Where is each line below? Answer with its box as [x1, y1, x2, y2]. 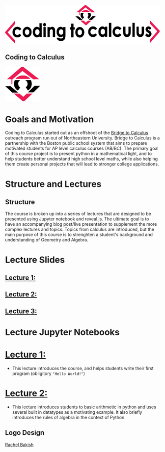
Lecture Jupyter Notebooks [5, 327, 120, 338]
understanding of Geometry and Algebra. [5, 237, 88, 243]
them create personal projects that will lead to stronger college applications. [5, 161, 159, 167]
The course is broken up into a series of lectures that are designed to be [5, 211, 151, 217]
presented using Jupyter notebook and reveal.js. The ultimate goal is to [5, 216, 149, 222]
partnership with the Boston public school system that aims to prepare [5, 140, 147, 146]
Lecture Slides [5, 254, 65, 265]
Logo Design [5, 428, 45, 437]
